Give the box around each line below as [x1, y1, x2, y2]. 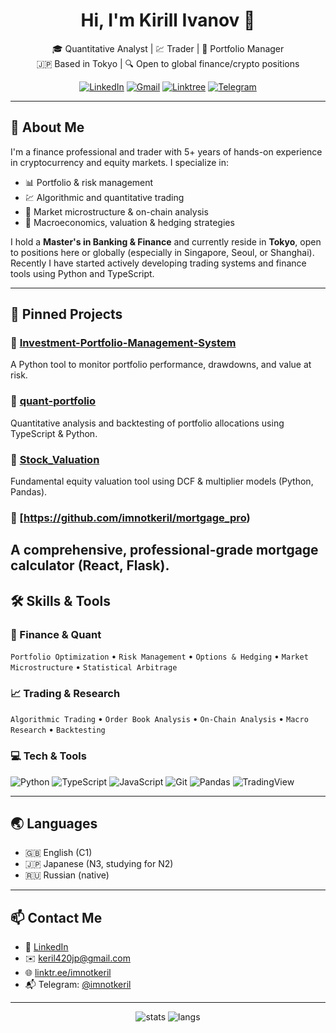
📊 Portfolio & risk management [24, 176, 154, 188]
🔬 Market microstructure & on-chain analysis [24, 205, 209, 218]
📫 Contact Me [10, 909, 103, 926]
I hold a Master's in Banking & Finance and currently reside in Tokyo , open [10, 235, 322, 248]
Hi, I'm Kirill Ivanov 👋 [80, 9, 256, 32]
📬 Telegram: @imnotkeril [24, 979, 132, 991]
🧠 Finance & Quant [10, 627, 102, 641]
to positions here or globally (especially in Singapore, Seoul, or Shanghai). [10, 246, 315, 258]
